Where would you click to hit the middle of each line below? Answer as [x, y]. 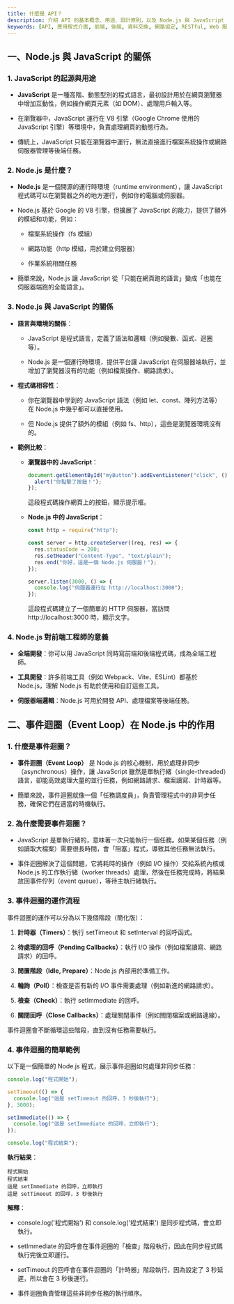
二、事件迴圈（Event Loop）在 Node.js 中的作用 [111, 725]
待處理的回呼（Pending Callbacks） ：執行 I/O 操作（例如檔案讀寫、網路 [120, 947]
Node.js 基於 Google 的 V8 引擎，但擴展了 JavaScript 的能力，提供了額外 [122, 211]
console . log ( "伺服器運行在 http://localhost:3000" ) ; [109, 588]
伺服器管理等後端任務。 [51, 151]
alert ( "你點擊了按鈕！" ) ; [68, 482]
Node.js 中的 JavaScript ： [66, 517]
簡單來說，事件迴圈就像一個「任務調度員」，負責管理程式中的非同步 [114, 795]
